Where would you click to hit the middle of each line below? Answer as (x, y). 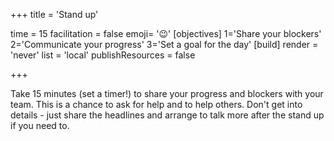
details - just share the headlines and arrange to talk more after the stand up (167, 115)
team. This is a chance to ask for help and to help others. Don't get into (156, 104)
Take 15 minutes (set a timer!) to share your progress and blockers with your (167, 93)
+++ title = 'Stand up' (54, 14)
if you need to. (40, 125)
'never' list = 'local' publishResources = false (103, 55)
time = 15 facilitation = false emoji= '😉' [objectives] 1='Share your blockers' (166, 33)
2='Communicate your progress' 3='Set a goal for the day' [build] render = (164, 44)
